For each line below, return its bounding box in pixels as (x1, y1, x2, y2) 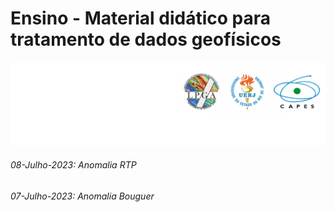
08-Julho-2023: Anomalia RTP (10, 159, 137, 171)
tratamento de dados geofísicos (10, 28, 282, 51)
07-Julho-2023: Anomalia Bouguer (10, 190, 155, 202)
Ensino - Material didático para (10, 7, 271, 30)
